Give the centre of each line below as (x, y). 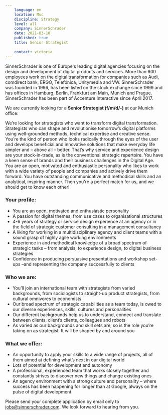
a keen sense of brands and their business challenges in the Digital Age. (80, 160)
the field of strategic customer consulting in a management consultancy (87, 227)
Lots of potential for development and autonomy (62, 365)
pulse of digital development (42, 392)
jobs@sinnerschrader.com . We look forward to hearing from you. (72, 407)
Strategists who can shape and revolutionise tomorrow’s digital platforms (80, 128)
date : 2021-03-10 (32, 33)
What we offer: (24, 344)
